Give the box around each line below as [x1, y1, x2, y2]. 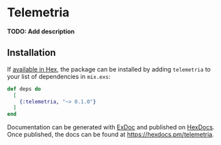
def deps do [7, 85, 41, 93]
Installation [7, 47, 56, 59]
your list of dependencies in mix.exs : [7, 72, 111, 80]
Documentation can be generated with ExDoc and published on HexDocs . [7, 123, 215, 131]
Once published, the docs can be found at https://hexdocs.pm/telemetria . [7, 131, 214, 139]
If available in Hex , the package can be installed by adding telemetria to [7, 65, 211, 73]
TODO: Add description [7, 27, 75, 35]
